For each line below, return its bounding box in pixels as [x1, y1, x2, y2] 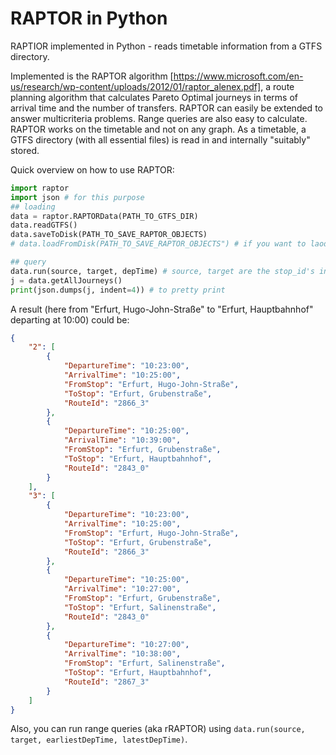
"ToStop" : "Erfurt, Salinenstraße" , [63, 602, 217, 612]
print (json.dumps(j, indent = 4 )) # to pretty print [10, 285, 226, 295]
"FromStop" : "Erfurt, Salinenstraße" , [63, 658, 226, 669]
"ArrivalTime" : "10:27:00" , [63, 584, 182, 594]
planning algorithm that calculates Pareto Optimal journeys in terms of [10, 91, 298, 103]
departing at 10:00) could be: [10, 313, 130, 326]
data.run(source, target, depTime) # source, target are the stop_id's [10, 266, 315, 276]
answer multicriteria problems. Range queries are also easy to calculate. [10, 112, 308, 124]
